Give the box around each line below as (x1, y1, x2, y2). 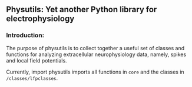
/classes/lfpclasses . (6, 74, 58, 81)
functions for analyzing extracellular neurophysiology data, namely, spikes (6, 51, 187, 58)
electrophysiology (6, 14, 75, 24)
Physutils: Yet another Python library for (6, 5, 157, 15)
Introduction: (6, 32, 45, 40)
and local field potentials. (6, 57, 67, 64)
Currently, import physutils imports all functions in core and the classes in (6, 68, 184, 75)
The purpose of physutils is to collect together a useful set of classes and (6, 44, 184, 51)
